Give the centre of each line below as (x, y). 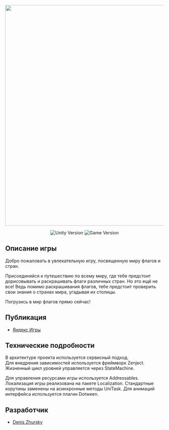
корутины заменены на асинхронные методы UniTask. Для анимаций (80, 389)
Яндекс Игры (27, 330)
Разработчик (27, 410)
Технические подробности (50, 346)
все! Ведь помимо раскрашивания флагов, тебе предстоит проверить (80, 286)
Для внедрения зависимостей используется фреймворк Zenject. (75, 363)
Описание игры (31, 249)
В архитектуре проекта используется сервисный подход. (67, 357)
